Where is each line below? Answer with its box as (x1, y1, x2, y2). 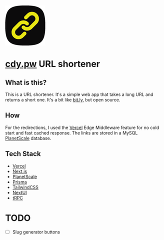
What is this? (5, 78, 47, 86)
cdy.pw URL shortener (5, 58, 100, 70)
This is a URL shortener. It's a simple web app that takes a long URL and (5, 91, 153, 97)
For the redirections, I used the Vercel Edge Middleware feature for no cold (5, 124, 159, 130)
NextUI (12, 189, 27, 195)
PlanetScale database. (5, 135, 51, 141)
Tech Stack (5, 149, 41, 158)
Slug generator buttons (12, 228, 60, 235)
